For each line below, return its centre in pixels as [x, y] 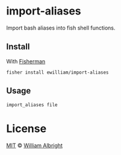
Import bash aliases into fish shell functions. [61, 28]
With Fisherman [26, 61]
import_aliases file [32, 105]
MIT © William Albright [35, 145]
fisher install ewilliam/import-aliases [58, 72]
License [26, 128]
